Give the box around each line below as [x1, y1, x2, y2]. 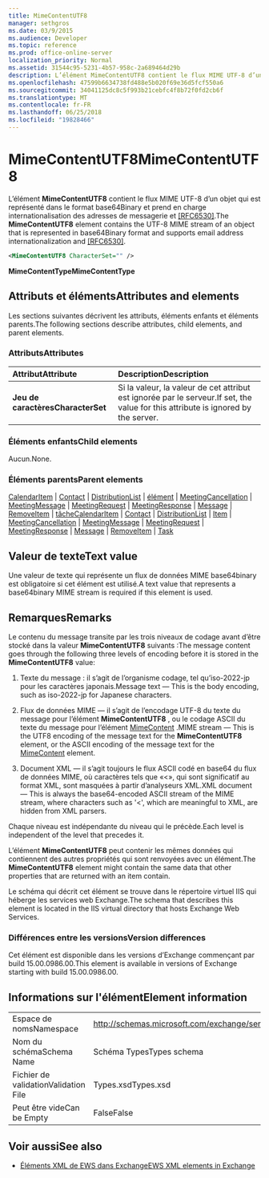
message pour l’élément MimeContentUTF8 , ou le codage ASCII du [19, 714, 246, 724]
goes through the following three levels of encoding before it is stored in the [8, 649, 259, 659]
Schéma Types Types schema [93, 1046, 204, 1057]
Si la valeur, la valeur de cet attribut [118, 382, 251, 393]
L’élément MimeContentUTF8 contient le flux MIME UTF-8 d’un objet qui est [8, 194, 261, 203]
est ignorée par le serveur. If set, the [118, 391, 252, 403]
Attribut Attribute [12, 368, 78, 379]
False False [93, 1108, 134, 1119]
